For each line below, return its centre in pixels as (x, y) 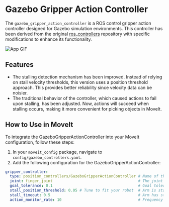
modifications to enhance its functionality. (49, 39)
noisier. (20, 93)
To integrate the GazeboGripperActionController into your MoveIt (72, 137)
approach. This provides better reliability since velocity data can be (82, 87)
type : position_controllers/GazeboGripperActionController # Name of (84, 176)
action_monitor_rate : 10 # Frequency (87, 199)
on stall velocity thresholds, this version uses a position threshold (80, 82)
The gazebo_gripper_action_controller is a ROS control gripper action (78, 23)
